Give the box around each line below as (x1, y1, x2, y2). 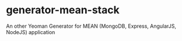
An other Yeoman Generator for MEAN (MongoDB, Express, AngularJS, (6, 23, 177, 29)
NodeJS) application (6, 28, 55, 35)
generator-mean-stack (6, 3, 120, 17)
